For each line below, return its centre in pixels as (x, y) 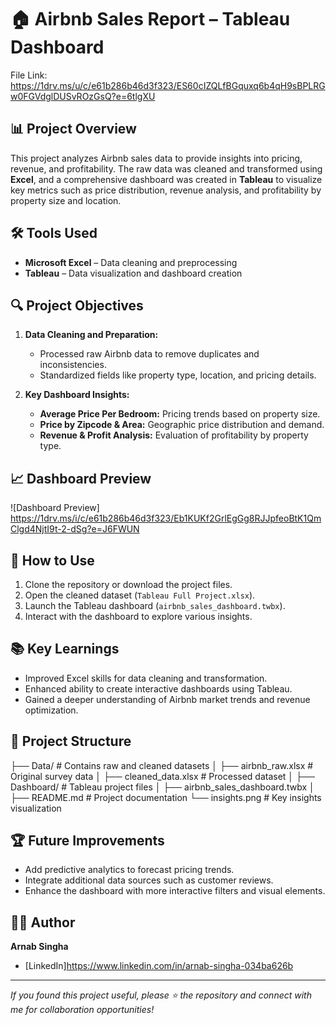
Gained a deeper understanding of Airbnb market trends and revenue (167, 699)
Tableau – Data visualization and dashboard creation (133, 273)
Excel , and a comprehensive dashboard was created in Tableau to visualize (166, 179)
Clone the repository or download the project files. (128, 584)
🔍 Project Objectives (77, 305)
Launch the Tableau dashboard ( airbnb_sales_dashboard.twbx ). (155, 605)
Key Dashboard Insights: (77, 395)
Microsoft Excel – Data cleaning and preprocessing (131, 262)
